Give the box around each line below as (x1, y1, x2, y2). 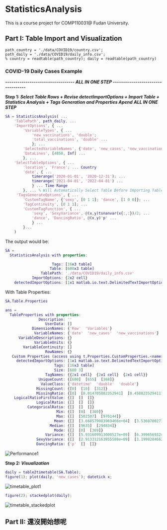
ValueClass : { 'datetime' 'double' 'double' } (40, 381, 139, 386)
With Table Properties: (5, 289, 51, 295)
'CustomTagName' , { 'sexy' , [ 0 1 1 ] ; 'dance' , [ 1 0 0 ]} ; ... (23, 197, 150, 202)
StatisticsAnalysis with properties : (9, 252, 88, 258)
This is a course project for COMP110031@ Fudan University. (5, 20, 129, 26)
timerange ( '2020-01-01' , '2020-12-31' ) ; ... (31, 174, 126, 179)
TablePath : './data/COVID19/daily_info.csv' (40, 271, 135, 276)
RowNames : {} (45, 349, 72, 354)
